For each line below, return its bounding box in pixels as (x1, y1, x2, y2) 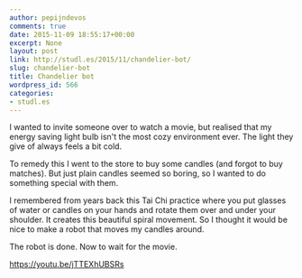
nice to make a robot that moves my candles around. (9, 224, 205, 235)
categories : (9, 88, 54, 97)
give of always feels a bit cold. (9, 141, 123, 152)
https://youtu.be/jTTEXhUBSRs (9, 259, 124, 270)
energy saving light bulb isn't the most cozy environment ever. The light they (9, 132, 294, 143)
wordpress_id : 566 (9, 80, 78, 89)
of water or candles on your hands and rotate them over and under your (9, 205, 277, 216)
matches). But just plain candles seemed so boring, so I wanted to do (9, 168, 266, 179)
